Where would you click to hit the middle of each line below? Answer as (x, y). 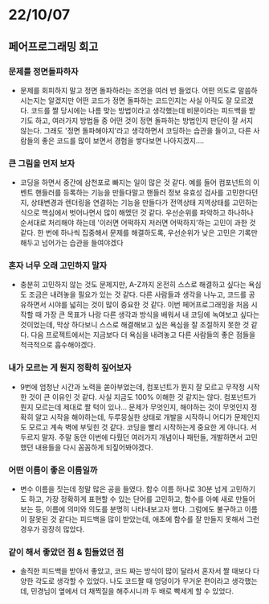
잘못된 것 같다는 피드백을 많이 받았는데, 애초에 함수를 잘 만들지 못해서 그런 (144, 520)
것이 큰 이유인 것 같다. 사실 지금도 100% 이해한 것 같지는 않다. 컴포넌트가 (143, 397)
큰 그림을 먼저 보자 (42, 163)
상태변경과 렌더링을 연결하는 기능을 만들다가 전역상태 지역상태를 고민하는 (145, 203)
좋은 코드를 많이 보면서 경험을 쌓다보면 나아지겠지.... (123, 140)
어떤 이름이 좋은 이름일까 (53, 470)
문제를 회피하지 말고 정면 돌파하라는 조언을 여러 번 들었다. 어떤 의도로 (128, 90)
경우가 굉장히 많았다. (52, 529)
